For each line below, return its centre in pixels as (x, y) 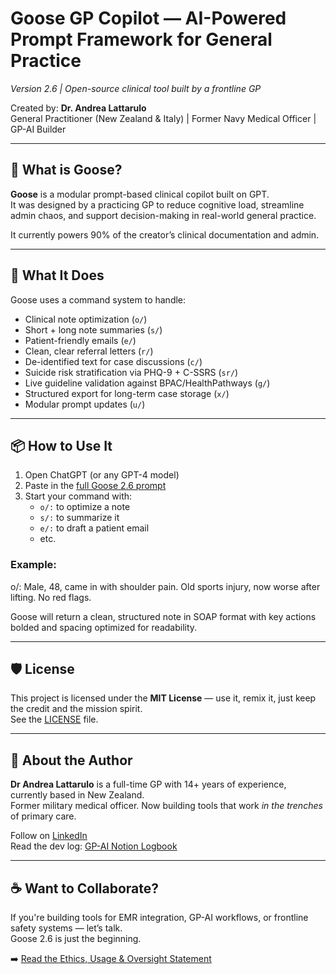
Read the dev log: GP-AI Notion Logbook (94, 846)
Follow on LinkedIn (49, 836)
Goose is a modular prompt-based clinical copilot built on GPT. (140, 194)
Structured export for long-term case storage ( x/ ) (127, 393)
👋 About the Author (71, 760)
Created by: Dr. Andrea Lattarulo (78, 108)
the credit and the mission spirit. (76, 709)
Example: (33, 565)
